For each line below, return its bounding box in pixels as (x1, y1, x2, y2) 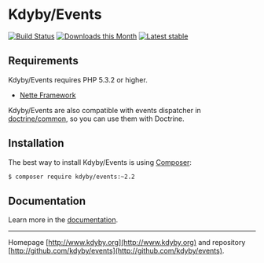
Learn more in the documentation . (8, 215, 119, 225)
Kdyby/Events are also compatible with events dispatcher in (8, 105, 202, 115)
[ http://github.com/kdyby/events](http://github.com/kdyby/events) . (8, 246, 225, 256)
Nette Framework (19, 90, 76, 100)
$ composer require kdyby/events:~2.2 (8, 173, 135, 181)
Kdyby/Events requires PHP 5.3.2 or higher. (8, 75, 148, 84)
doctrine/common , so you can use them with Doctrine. (8, 114, 185, 123)
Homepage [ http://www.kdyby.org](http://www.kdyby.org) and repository (8, 238, 246, 247)
